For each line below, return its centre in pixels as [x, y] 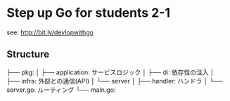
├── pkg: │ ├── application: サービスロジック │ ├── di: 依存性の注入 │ [110, 72]
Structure [28, 54]
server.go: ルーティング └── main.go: [61, 90]
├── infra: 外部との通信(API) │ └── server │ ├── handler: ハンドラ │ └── [115, 81]
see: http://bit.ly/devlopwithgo [50, 32]
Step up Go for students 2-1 [88, 13]
